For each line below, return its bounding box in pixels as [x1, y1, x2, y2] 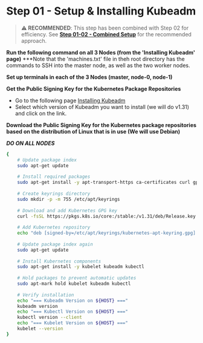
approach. [21, 37, 47, 44]
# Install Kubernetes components [17, 258, 101, 264]
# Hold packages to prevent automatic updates [17, 275, 137, 281]
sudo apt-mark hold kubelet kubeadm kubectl [17, 281, 131, 287]
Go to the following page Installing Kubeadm [14, 97, 126, 104]
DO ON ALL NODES [6, 139, 55, 146]
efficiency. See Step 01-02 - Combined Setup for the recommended [21, 30, 192, 38]
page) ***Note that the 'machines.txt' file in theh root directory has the [6, 55, 185, 62]
